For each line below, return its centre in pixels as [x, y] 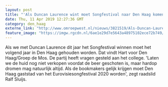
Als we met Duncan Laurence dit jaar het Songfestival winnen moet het [78, 47]
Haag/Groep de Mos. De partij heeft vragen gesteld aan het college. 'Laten [82, 58]
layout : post [19, 10]
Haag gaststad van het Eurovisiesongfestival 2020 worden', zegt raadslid [80, 74]
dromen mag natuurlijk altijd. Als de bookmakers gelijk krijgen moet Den [79, 68]
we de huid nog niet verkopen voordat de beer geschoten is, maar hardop [81, 63]
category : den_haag [25, 24]
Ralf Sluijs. [16, 79]
